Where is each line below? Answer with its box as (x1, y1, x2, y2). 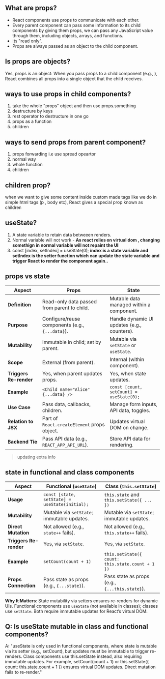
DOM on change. (110, 424, 149, 431)
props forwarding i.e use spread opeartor (12, 151, 96, 157)
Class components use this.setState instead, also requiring (23, 653, 142, 659)
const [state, (43, 492, 76, 497)
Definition (7, 301, 31, 308)
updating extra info (17, 454, 56, 460)
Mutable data (110, 295, 140, 302)
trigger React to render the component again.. (12, 258, 109, 264)
